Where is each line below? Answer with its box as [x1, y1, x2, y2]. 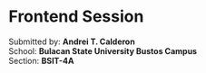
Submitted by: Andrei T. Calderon [8, 36, 135, 47]
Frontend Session [8, 6, 144, 27]
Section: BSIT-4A [8, 55, 74, 66]
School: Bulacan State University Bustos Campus [8, 45, 197, 56]
